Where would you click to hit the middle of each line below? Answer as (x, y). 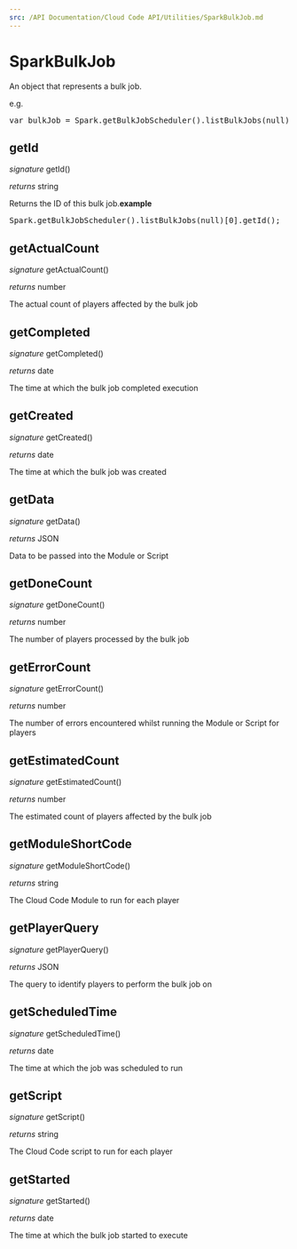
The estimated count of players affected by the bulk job (110, 817)
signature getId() (40, 169)
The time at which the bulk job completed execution (104, 388)
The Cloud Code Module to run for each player (94, 900)
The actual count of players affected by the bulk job (104, 304)
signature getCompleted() (56, 353)
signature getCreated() (51, 437)
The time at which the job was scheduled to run (96, 1068)
